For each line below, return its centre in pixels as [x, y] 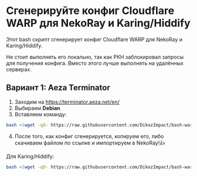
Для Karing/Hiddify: [30, 156]
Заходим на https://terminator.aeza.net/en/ [67, 102]
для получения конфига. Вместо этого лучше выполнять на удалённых [95, 63]
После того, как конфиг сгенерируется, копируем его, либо [89, 136]
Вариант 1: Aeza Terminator [58, 88]
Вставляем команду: [40, 114]
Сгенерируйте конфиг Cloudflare [90, 11]
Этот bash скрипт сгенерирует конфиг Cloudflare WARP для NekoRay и [94, 39]
